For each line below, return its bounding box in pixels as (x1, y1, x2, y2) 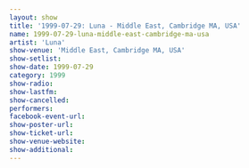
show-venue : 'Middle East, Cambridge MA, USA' (9, 46, 186, 55)
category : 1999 (9, 71, 66, 80)
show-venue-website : (9, 137, 87, 146)
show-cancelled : (9, 95, 70, 105)
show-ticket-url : (9, 129, 74, 138)
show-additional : (9, 145, 74, 154)
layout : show (9, 12, 58, 22)
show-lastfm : (9, 87, 58, 96)
